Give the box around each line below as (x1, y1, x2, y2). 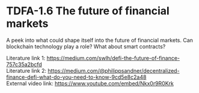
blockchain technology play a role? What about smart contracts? (6, 43, 166, 50)
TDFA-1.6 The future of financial (6, 4, 170, 18)
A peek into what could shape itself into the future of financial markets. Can (6, 36, 194, 44)
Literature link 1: (6, 54, 46, 61)
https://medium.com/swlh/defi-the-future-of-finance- (46, 54, 180, 61)
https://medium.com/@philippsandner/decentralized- (47, 67, 180, 74)
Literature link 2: (6, 67, 47, 74)
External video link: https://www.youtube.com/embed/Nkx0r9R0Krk (6, 79, 174, 87)
